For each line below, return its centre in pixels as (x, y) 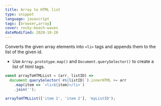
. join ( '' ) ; (25, 89)
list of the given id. (24, 52)
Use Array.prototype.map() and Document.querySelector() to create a (83, 61)
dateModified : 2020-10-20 (32, 33)
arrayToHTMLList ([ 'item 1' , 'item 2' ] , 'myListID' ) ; (60, 98)
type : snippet (20, 14)
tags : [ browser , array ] (28, 23)
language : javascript (27, 19)
